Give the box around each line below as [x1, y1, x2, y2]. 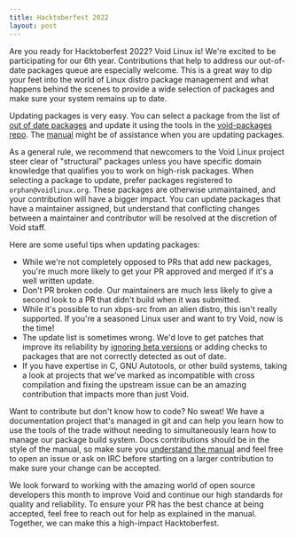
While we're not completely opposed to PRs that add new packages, [21, 256, 272, 267]
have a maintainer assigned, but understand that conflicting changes [9, 203, 261, 213]
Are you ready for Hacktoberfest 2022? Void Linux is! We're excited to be [9, 45, 277, 56]
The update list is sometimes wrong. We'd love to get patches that [21, 332, 264, 342]
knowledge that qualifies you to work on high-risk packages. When [9, 165, 254, 176]
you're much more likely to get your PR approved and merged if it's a [21, 266, 274, 277]
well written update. [21, 275, 95, 285]
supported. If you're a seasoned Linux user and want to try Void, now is [21, 313, 284, 324]
